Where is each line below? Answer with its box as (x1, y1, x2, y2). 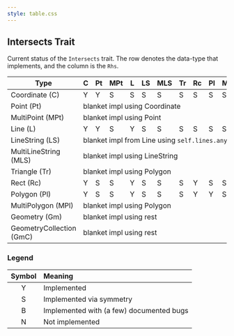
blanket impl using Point (83, 113, 162, 123)
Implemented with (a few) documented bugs (42, 305, 189, 315)
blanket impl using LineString (83, 151, 178, 161)
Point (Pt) (10, 102, 42, 112)
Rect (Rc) (10, 178, 42, 188)
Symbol (10, 271, 37, 281)
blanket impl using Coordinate (83, 102, 181, 112)
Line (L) (10, 124, 36, 134)
